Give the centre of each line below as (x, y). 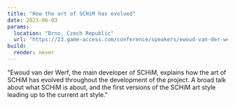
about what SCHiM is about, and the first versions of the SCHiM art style (112, 87)
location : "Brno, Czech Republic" (64, 33)
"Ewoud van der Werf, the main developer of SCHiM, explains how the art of (117, 72)
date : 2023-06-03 (33, 20)
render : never (34, 53)
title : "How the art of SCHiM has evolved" (72, 14)
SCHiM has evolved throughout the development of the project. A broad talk (117, 79)
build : (17, 46)
